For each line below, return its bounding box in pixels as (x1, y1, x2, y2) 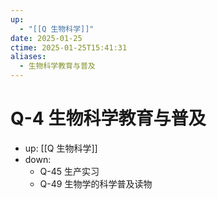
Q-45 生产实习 (39, 165, 100, 177)
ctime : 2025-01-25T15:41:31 (10, 42, 128, 53)
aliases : (10, 52, 47, 62)
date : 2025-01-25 (10, 33, 83, 43)
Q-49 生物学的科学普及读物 (39, 177, 153, 190)
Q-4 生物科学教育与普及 (10, 107, 207, 130)
